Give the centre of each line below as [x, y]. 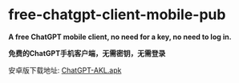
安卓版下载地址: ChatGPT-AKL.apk [65, 70]
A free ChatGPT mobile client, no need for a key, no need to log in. [120, 37]
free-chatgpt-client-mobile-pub [117, 15]
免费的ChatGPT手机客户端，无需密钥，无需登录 [87, 53]
